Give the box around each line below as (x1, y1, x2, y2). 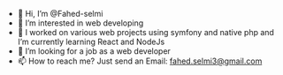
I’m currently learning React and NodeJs (17, 36, 165, 47)
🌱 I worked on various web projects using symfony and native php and (17, 27, 274, 37)
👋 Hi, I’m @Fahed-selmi (17, 9, 103, 19)
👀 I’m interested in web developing (17, 18, 144, 28)
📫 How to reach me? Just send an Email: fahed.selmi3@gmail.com (17, 56, 263, 66)
